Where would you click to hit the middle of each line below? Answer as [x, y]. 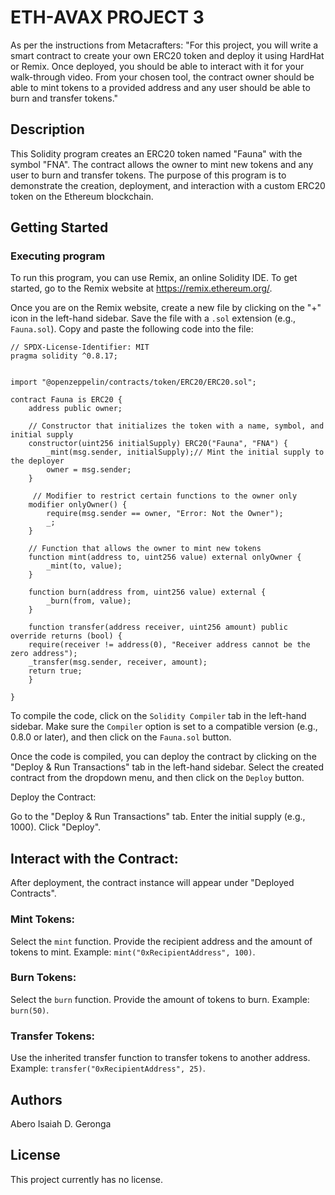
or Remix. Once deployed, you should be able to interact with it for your [157, 66]
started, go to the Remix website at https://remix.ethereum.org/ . [141, 288]
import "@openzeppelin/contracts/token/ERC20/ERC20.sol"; [133, 382]
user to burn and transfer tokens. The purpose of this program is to [148, 175]
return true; [55, 671]
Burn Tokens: [43, 978]
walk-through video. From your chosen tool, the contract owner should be [162, 77]
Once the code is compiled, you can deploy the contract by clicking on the [163, 757]
